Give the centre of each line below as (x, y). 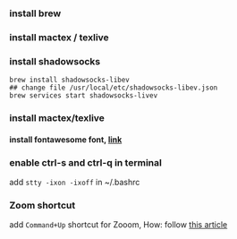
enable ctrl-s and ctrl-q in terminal (86, 162)
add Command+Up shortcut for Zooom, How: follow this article (118, 225)
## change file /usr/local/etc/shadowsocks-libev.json (114, 88)
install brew (35, 13)
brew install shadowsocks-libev (69, 80)
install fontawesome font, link (66, 139)
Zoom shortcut (42, 205)
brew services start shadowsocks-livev (84, 96)
